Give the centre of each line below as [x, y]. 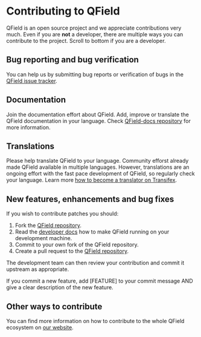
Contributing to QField [63, 11]
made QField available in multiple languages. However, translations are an [98, 167]
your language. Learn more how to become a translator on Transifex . [91, 180]
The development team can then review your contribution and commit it [95, 263]
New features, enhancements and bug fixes [90, 199]
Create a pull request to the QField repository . [72, 251]
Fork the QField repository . [48, 226]
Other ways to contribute [54, 306]
